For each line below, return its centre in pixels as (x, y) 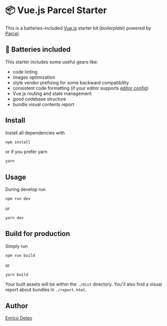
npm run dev (18, 199)
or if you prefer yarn (26, 152)
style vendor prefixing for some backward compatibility (71, 82)
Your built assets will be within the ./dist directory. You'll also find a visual (83, 284)
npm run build (20, 255)
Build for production (38, 234)
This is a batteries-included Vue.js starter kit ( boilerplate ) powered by (78, 28)
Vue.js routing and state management (52, 94)
